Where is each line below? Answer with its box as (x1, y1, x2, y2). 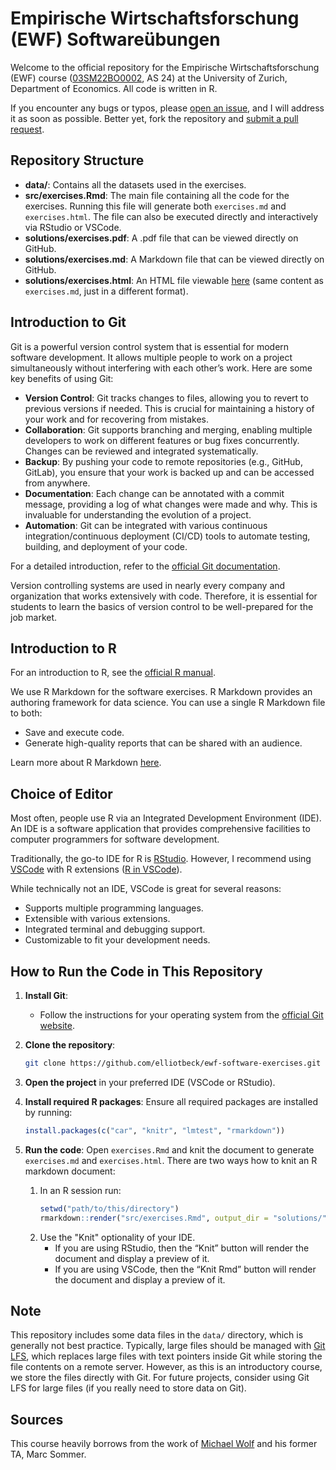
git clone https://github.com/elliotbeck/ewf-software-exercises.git (24, 1058, 322, 1068)
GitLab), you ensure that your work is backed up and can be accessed (24, 466, 315, 478)
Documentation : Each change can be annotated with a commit (24, 487, 285, 499)
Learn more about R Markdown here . (10, 757, 162, 769)
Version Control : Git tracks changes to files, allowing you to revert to (24, 392, 309, 404)
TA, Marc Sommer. (10, 1448, 87, 1461)
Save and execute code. (24, 727, 125, 739)
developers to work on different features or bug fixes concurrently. (24, 434, 300, 446)
